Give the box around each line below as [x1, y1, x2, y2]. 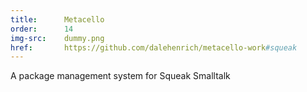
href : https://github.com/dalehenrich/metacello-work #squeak [10, 42, 298, 53]
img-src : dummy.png [10, 33, 105, 43]
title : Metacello [10, 14, 105, 25]
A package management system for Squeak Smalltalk [10, 70, 231, 82]
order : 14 [10, 24, 74, 34]
